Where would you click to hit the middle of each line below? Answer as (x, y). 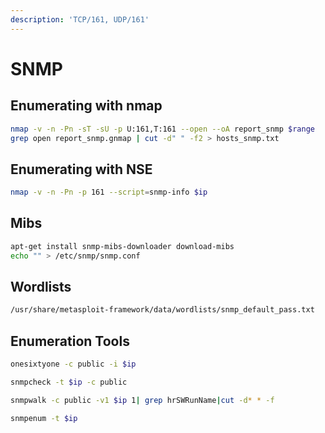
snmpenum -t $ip (44, 418)
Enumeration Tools (70, 341)
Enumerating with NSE (81, 169)
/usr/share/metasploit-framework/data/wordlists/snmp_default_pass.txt (162, 310)
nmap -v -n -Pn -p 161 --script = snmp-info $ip (109, 192)
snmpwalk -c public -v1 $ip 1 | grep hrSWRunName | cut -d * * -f (142, 400)
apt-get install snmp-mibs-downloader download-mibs (122, 246)
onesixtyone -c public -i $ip (73, 364)
